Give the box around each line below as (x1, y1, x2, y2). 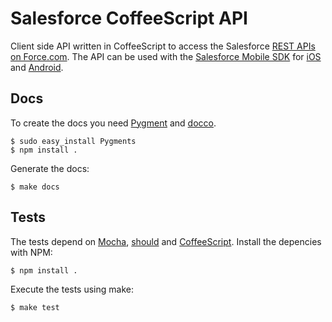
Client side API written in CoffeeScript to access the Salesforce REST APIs (10, 40, 316, 52)
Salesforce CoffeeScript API (10, 7, 248, 30)
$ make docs (10, 182, 60, 192)
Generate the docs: (10, 162, 90, 174)
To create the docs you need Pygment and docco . (10, 117, 217, 129)
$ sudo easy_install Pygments (10, 136, 137, 146)
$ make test (10, 302, 60, 312)
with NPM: (10, 246, 53, 258)
